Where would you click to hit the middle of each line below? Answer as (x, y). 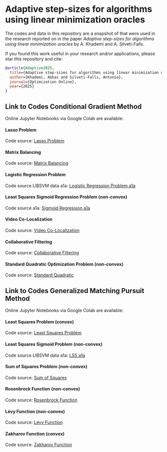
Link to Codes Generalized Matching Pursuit (75, 291)
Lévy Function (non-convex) (35, 411)
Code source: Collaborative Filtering (42, 253)
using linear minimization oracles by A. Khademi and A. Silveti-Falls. (75, 44)
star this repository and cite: (34, 59)
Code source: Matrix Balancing (37, 163)
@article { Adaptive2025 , (30, 68)
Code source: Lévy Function (34, 422)
